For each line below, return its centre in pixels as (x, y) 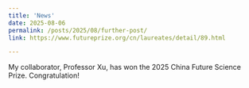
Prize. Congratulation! (44, 75)
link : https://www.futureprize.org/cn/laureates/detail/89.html (117, 38)
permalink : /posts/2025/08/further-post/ (78, 30)
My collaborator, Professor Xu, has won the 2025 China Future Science (124, 67)
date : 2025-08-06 (37, 23)
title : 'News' (32, 15)
